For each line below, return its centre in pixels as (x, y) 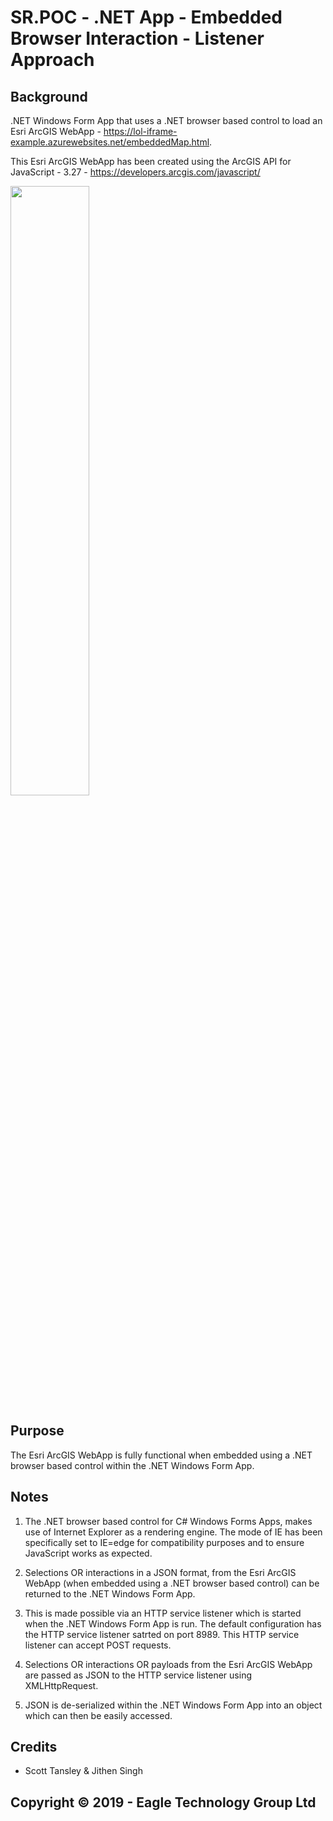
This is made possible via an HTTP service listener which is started (163, 1613)
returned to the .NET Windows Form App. (110, 1593)
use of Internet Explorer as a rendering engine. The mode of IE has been (173, 1532)
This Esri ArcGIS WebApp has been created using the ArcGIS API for (151, 161)
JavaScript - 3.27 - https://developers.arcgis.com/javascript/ (135, 172)
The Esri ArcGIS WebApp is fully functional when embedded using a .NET (161, 1455)
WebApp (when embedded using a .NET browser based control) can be (172, 1583)
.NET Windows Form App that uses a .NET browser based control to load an (166, 120)
